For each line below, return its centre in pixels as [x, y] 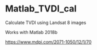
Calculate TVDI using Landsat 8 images [46, 22]
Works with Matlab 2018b [31, 32]
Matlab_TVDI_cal [41, 9]
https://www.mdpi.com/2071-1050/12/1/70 [48, 42]
